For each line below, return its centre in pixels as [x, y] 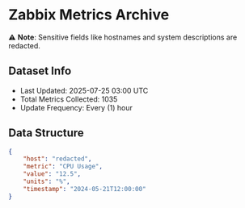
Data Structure [46, 133]
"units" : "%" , [46, 182]
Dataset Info [40, 71]
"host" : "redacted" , [57, 159]
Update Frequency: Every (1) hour [76, 107]
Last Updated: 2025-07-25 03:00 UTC [84, 90]
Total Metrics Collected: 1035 [69, 99]
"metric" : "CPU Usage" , [63, 167]
